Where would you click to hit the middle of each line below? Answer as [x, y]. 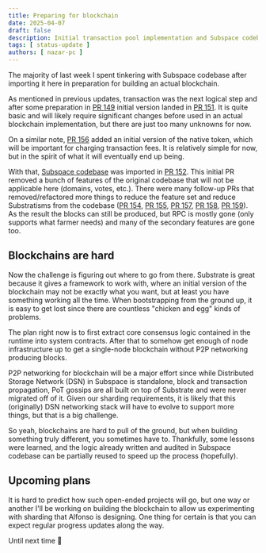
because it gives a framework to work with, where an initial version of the [127, 283]
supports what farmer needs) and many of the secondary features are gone [131, 222]
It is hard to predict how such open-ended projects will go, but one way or [129, 500]
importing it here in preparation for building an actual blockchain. [114, 83]
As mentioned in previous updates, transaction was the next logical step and [133, 99]
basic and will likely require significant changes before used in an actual [125, 115]
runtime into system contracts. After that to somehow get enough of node [128, 340]
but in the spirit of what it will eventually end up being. [96, 156]
